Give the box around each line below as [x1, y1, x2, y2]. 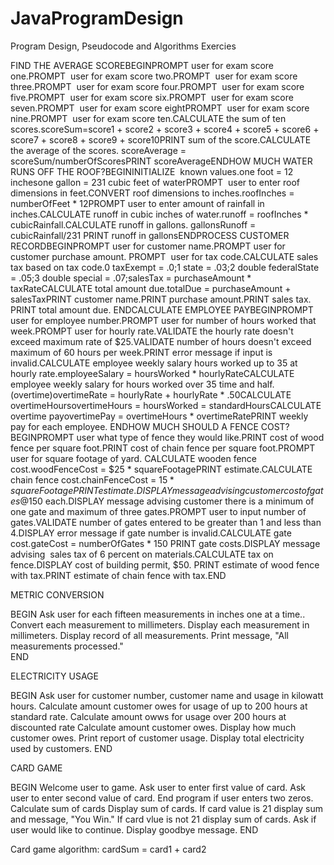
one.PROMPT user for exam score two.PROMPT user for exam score [10, 70, 298, 82]
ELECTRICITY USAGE [10, 670, 99, 682]
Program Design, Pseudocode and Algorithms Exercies [10, 40, 237, 52]
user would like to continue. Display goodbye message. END [10, 823, 259, 836]
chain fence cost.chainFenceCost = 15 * [10, 473, 175, 486]
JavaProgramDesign [10, 7, 184, 30]
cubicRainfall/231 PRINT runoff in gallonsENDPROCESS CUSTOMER [10, 229, 290, 241]
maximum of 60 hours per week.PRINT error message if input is [10, 346, 273, 358]
